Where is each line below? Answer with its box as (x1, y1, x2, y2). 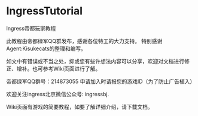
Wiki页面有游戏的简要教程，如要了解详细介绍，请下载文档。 (6, 103, 154, 110)
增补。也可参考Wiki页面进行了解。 (16, 65, 101, 72)
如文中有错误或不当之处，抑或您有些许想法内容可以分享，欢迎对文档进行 (6, 57, 184, 65)
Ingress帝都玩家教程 (6, 25, 56, 32)
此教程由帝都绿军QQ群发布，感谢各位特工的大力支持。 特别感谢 (6, 37, 163, 44)
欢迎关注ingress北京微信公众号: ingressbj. (6, 90, 109, 97)
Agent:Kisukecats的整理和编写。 (6, 45, 87, 52)
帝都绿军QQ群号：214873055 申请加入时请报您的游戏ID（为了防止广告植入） (6, 78, 196, 85)
